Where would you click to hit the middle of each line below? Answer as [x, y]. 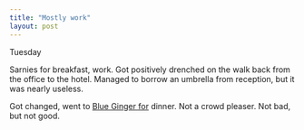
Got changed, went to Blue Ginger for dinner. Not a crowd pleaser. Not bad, [150, 106]
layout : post [34, 26]
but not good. [35, 116]
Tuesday [25, 51]
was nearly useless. [47, 88]
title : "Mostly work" [50, 18]
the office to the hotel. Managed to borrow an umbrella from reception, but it [152, 79]
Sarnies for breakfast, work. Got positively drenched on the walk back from [150, 70]
